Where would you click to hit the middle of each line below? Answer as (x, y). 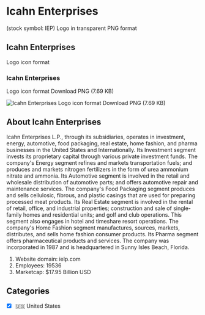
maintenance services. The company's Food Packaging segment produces (101, 189)
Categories (28, 291)
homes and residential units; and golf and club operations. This (102, 214)
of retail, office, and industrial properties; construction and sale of (89, 208)
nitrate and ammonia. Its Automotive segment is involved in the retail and (98, 176)
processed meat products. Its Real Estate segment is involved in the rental (100, 201)
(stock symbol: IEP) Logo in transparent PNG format (72, 28)
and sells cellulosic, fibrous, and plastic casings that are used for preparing (101, 195)
